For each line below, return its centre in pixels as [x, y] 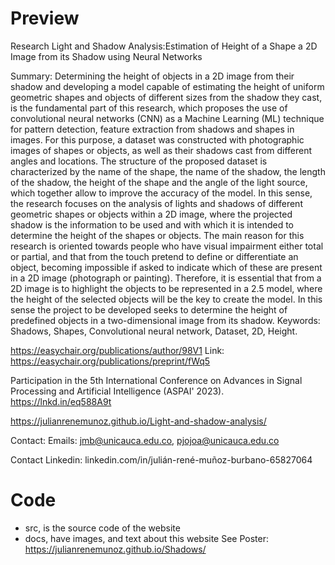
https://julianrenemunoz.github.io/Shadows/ [115, 549]
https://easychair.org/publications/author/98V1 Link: [117, 350]
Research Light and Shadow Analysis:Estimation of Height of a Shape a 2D [164, 46]
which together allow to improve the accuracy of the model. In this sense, [161, 193]
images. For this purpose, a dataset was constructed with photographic [157, 139]
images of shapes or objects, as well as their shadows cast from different [161, 150]
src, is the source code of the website [102, 528]
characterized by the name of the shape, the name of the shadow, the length [168, 171]
